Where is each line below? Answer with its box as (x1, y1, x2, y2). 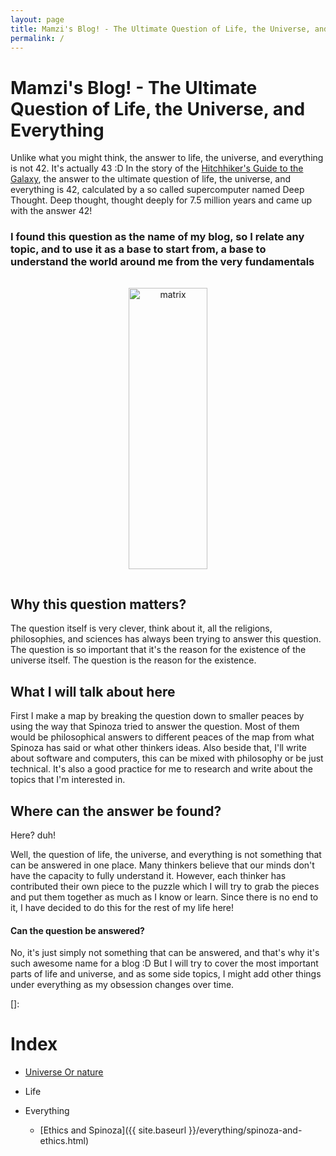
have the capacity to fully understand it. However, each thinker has (10, 870, 287, 882)
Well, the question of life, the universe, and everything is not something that (10, 849, 322, 861)
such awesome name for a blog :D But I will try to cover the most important (10, 957, 319, 970)
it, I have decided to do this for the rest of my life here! (10, 902, 235, 914)
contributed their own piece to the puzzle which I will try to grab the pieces (10, 881, 320, 893)
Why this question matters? (10, 596, 187, 613)
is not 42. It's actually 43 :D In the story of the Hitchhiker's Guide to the (10, 162, 304, 175)
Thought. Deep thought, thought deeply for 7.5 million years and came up (10, 194, 313, 206)
